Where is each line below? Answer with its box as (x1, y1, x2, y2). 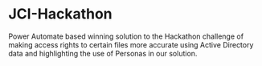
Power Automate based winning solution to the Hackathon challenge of (8, 31, 244, 41)
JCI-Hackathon (8, 5, 113, 23)
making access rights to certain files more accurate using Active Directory (8, 39, 254, 49)
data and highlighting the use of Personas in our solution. (8, 48, 198, 58)
